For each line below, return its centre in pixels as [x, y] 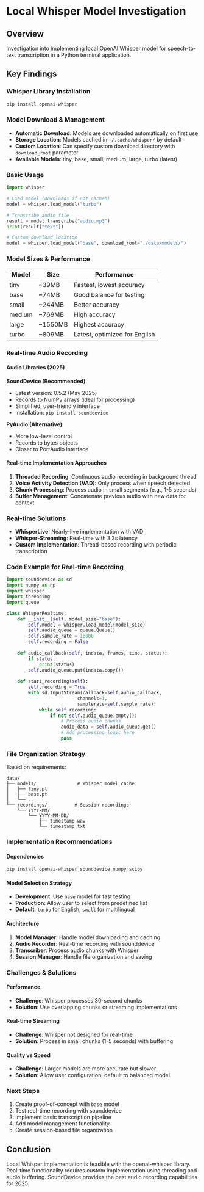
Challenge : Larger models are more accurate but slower [86, 1069]
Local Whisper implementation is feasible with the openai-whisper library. [98, 1164]
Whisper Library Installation [48, 92]
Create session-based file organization [64, 1130]
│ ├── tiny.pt [27, 789]
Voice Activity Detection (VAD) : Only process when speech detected [103, 483]
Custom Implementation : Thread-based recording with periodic [96, 545]
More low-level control [43, 436]
